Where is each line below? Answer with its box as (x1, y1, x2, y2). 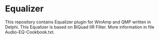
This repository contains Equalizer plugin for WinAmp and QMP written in (5, 19, 151, 25)
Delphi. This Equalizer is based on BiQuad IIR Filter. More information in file (5, 24, 155, 29)
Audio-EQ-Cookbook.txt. (5, 29, 55, 35)
